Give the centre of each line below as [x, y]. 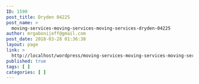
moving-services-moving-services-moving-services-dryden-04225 [91, 28]
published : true [26, 61]
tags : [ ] [18, 67]
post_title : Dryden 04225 [38, 17]
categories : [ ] [26, 72]
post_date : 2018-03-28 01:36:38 [46, 39]
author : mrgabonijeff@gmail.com [46, 34]
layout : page [22, 45]
